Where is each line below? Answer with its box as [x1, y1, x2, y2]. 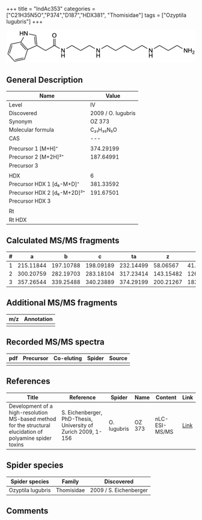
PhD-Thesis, [61, 416, 93, 423]
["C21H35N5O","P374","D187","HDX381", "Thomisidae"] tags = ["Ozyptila [6, 11, 187, 19]
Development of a [8, 402, 53, 410]
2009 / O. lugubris [90, 109, 136, 116]
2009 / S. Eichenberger [90, 487, 148, 494]
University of [61, 422, 93, 429]
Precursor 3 [8, 162, 38, 169]
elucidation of [8, 428, 43, 436]
